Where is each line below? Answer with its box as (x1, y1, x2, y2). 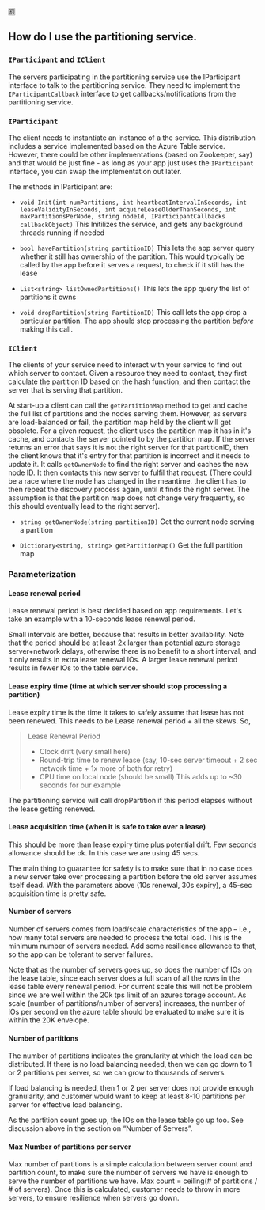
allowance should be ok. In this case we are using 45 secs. (8, 848, 200, 857)
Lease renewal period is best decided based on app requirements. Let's (8, 606, 243, 616)
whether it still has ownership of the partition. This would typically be (19, 252, 245, 261)
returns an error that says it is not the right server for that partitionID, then (8, 442, 248, 453)
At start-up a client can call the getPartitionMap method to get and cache (8, 400, 248, 410)
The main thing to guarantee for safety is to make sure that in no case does (8, 863, 253, 873)
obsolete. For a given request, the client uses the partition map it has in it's (8, 426, 252, 435)
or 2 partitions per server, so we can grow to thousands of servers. (8, 1068, 227, 1078)
